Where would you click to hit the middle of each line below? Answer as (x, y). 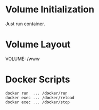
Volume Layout (38, 44)
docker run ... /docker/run (36, 93)
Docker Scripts (38, 79)
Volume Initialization (50, 10)
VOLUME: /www (23, 59)
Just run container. (25, 24)
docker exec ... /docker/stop (38, 102)
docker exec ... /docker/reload (40, 98)
